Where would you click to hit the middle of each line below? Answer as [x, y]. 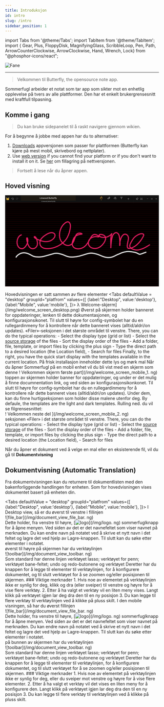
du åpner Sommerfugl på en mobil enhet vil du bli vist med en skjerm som [79, 367]
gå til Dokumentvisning [29, 455]
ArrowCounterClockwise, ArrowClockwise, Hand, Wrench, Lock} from [75, 51]
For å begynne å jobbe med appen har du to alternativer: [62, 136]
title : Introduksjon [26, 10]
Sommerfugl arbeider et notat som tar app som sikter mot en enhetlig [75, 89]
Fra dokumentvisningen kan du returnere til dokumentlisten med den [74, 482]
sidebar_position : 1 [26, 26]
